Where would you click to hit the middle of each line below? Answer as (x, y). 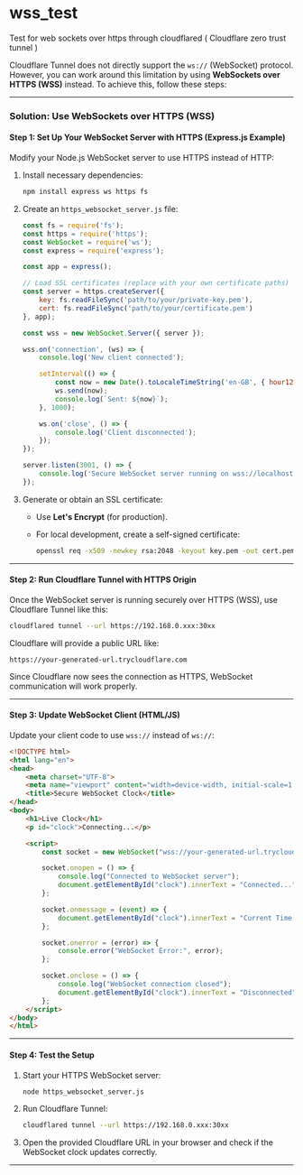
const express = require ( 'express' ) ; (93, 251)
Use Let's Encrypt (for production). (102, 516)
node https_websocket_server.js (83, 1092)
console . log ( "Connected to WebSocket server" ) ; (149, 877)
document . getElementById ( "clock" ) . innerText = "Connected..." (177, 885)
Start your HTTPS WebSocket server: (92, 1075)
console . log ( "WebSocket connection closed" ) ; (144, 985)
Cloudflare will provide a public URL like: (84, 643)
